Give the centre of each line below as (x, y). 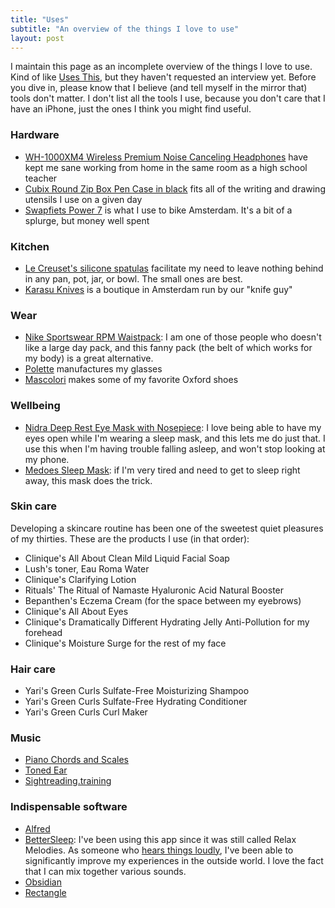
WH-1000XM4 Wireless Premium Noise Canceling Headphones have (166, 157)
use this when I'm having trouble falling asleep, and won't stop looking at (175, 448)
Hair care (33, 669)
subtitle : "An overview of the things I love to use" (125, 29)
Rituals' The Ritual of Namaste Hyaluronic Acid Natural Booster (154, 590)
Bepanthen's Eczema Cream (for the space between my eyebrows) (163, 600)
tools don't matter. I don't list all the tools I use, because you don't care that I (168, 98)
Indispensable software (69, 807)
